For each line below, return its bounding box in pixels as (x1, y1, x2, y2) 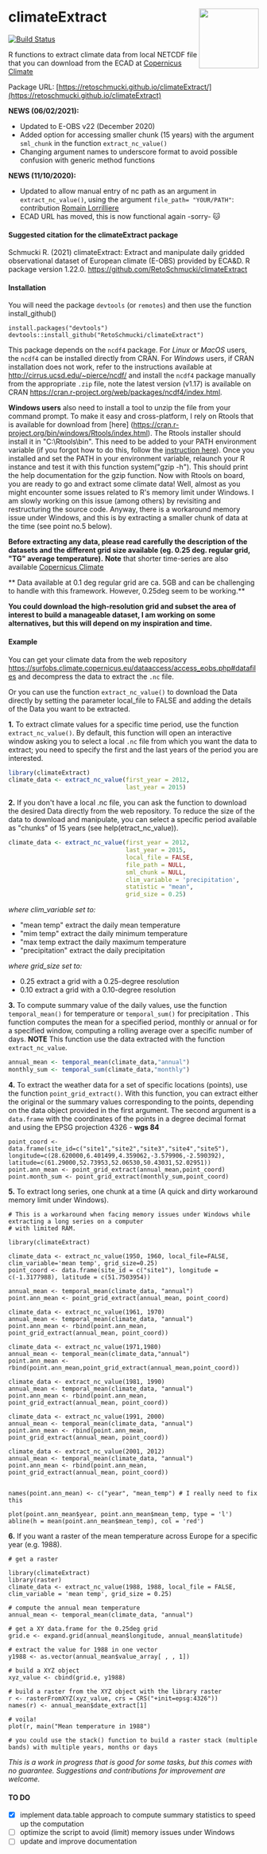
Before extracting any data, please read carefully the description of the (8, 537, 248, 547)
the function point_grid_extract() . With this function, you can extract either (8, 1088, 258, 1098)
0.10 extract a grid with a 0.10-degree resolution (19, 985, 176, 995)
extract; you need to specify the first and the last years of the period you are (8, 745, 258, 755)
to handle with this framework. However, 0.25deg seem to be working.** (8, 586, 246, 596)
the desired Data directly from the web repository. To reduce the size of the (8, 806, 256, 816)
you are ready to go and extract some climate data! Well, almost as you (8, 479, 241, 489)
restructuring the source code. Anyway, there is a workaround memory (8, 504, 241, 514)
